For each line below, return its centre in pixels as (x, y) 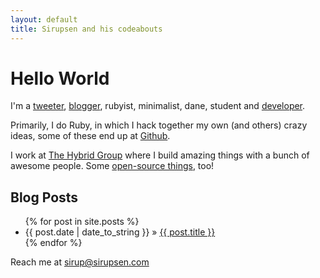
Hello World (60, 78)
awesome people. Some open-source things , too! (112, 166)
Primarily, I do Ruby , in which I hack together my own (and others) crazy (159, 125)
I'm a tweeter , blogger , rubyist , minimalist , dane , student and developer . (158, 106)
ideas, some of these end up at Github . (90, 136)
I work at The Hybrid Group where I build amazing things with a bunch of (160, 155)
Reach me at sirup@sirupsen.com (80, 262)
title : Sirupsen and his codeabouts (86, 29)
